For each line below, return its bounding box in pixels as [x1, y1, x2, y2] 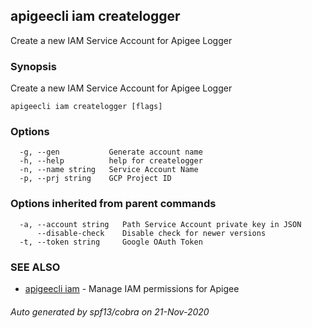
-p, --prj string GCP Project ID [19, 174, 172, 184]
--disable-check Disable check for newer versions [36, 228, 267, 238]
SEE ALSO [10, 260, 61, 274]
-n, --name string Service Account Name [19, 165, 199, 175]
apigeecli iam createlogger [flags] [10, 102, 163, 112]
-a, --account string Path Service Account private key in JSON [19, 219, 302, 229]
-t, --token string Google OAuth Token [19, 237, 203, 247]
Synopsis [10, 59, 57, 73]
